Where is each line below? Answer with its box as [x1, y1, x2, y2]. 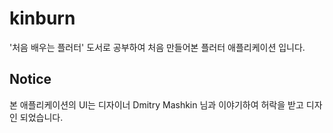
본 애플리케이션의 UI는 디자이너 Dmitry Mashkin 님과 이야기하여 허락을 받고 [9, 98, 304, 111]
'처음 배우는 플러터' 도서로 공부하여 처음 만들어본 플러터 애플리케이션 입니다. [9, 41, 306, 53]
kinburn [9, 7, 76, 30]
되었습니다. [19, 111, 64, 123]
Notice [9, 71, 52, 88]
